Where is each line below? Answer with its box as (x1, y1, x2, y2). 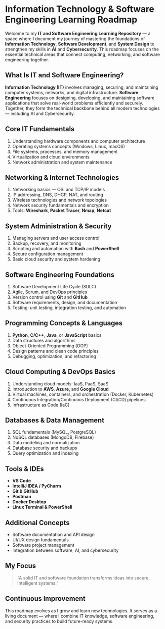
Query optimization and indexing (12, 450, 79, 456)
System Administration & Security (5, 222, 112, 230)
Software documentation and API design (12, 531, 95, 538)
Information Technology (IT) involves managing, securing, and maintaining (5, 84, 159, 90)
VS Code (12, 478, 31, 484)
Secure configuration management (12, 251, 83, 257)
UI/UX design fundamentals (12, 537, 69, 543)
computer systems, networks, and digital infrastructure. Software (5, 89, 139, 95)
